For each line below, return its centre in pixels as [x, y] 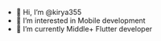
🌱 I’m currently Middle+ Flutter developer [84, 29]
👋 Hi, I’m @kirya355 [49, 12]
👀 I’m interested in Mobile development [81, 20]
